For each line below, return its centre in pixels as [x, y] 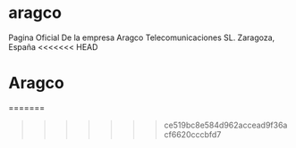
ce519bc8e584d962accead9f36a [226, 125]
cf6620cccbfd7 [193, 134]
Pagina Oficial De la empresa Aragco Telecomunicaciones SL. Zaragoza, [142, 37]
